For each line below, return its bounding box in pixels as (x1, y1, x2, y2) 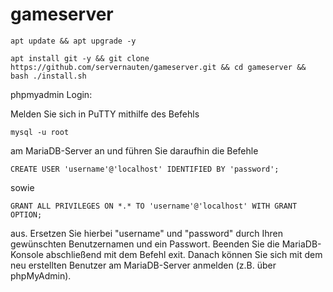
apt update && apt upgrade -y (10, 36, 137, 46)
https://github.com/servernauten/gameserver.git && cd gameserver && (10, 62, 307, 72)
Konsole (10, 248, 44, 260)
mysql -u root (10, 127, 70, 137)
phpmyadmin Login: (10, 88, 93, 100)
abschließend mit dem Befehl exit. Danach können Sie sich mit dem (45, 248, 323, 260)
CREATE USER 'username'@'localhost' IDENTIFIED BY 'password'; (10, 164, 280, 174)
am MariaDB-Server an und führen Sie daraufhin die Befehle (10, 144, 259, 157)
